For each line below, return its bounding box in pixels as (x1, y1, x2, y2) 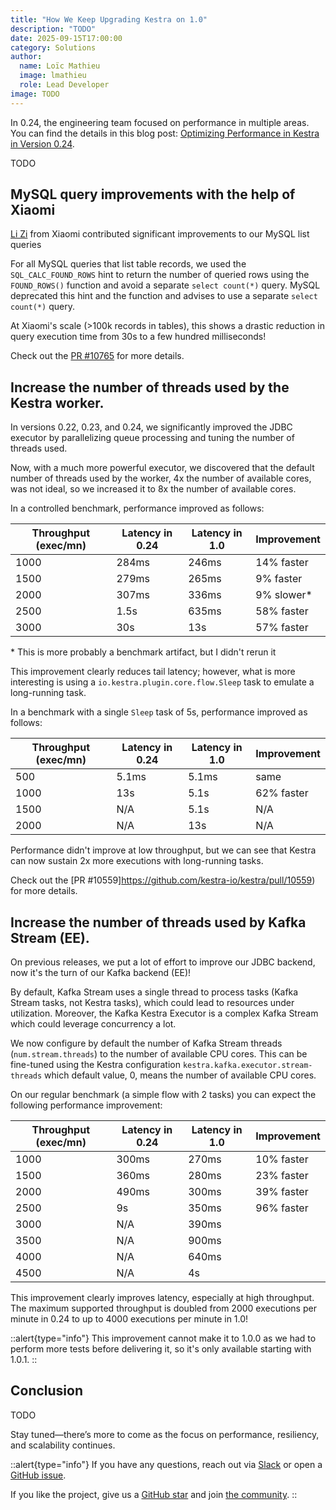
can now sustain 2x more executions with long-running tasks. (10, 855, 264, 867)
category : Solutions (10, 42, 97, 53)
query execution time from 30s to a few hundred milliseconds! (10, 331, 267, 343)
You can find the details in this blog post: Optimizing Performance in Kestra (10, 127, 320, 139)
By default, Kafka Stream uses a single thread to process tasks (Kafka (10, 986, 299, 998)
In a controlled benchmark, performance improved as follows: (10, 502, 265, 515)
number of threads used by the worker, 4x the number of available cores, (10, 472, 312, 485)
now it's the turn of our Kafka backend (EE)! (10, 967, 192, 979)
